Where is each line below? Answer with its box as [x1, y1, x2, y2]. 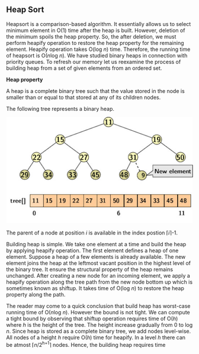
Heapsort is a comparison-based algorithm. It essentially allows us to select [6, 20, 191, 27]
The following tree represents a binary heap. [6, 105, 114, 112]
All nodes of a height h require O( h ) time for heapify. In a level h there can [6, 334, 185, 341]
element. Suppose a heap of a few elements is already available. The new [6, 253, 186, 260]
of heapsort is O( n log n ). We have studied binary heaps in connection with [6, 52, 188, 59]
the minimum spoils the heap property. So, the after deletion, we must [6, 33, 176, 40]
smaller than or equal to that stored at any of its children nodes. [6, 94, 161, 101]
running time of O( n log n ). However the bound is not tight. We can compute [6, 308, 191, 316]
